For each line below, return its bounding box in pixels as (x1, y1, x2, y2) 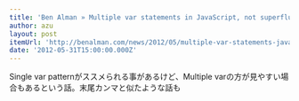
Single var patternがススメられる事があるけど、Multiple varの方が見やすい (9, 72, 281, 82)
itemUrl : (9, 37, 42, 47)
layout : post (9, 29, 58, 38)
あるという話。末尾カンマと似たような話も (24, 82, 181, 93)
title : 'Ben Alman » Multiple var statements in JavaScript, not (9, 12, 256, 22)
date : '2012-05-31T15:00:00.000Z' (9, 46, 138, 55)
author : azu (9, 21, 53, 30)
